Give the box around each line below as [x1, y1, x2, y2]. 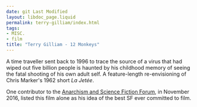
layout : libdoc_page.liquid [6, 14, 76, 20]
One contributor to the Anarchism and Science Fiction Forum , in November [6, 88, 189, 95]
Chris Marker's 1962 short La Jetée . [6, 76, 94, 83]
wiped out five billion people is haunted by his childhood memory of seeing [6, 64, 190, 71]
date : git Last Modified [6, 8, 68, 15]
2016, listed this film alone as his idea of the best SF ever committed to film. [6, 94, 192, 101]
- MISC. [6, 31, 26, 37]
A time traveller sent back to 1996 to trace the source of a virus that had [6, 57, 183, 65]
